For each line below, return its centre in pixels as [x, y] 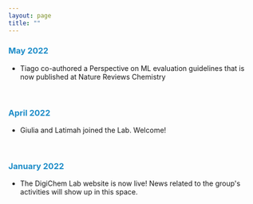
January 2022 [36, 167]
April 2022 [29, 112]
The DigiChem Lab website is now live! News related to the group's [130, 183]
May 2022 [29, 51]
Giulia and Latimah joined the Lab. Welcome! [93, 130]
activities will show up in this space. [79, 192]
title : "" [25, 23]
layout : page [30, 16]
